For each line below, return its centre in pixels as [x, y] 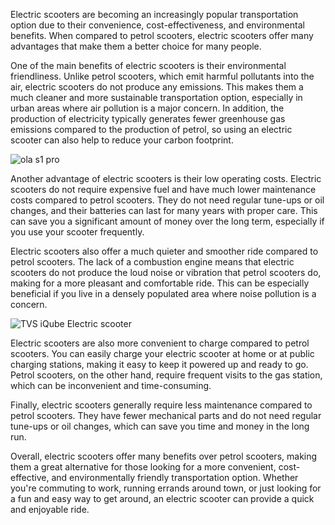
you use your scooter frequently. [77, 232]
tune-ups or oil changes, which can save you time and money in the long [160, 426]
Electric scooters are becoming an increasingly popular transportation [154, 14]
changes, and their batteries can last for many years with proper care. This [164, 210]
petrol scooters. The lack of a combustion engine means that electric [152, 262]
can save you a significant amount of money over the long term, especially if [167, 221]
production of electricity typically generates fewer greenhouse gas [148, 118]
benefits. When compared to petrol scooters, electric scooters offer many [162, 35]
